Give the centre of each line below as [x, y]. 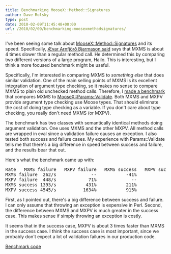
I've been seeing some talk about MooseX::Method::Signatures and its [79, 43]
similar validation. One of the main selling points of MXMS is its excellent [81, 81]
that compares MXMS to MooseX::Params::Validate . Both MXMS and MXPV [84, 97]
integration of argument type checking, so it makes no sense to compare [81, 86]
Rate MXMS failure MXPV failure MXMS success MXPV [81, 170]
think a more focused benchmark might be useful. [58, 65]
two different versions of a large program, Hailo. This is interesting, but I [81, 60]
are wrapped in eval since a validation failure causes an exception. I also [81, 134]
